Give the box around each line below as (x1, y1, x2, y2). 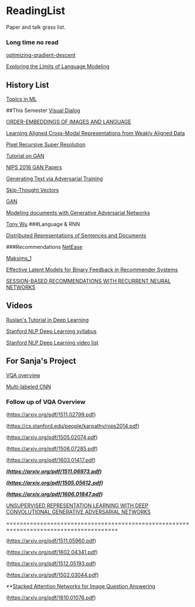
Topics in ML (6, 96, 37, 103)
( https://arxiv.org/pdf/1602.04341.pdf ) (6, 548, 98, 555)
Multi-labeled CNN (6, 383, 52, 390)
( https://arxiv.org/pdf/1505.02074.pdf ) (6, 433, 98, 441)
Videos (6, 301, 33, 311)
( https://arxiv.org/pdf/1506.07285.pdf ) (6, 445, 98, 452)
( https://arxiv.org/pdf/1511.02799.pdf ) (6, 411, 97, 418)
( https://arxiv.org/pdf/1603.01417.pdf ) (6, 456, 96, 463)
